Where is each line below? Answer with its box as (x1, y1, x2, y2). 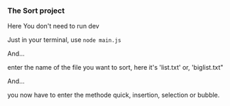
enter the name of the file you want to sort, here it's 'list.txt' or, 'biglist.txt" (7, 63, 224, 72)
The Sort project (7, 6, 65, 16)
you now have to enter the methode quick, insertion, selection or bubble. (7, 91, 220, 100)
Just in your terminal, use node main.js (7, 36, 122, 44)
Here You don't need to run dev (7, 22, 99, 31)
